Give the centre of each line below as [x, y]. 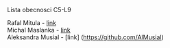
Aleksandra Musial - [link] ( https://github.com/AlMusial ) [86, 37]
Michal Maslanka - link [39, 30]
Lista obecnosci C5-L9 [39, 10]
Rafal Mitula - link [32, 23]
